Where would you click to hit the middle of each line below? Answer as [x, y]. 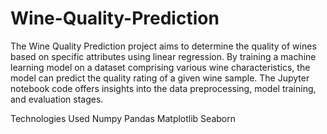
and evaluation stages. [57, 99]
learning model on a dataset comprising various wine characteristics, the [160, 67]
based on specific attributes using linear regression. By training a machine [163, 56]
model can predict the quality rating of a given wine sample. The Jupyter [160, 78]
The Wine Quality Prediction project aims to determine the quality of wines [163, 46]
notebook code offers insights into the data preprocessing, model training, [163, 88]
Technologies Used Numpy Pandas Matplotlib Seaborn [123, 118]
